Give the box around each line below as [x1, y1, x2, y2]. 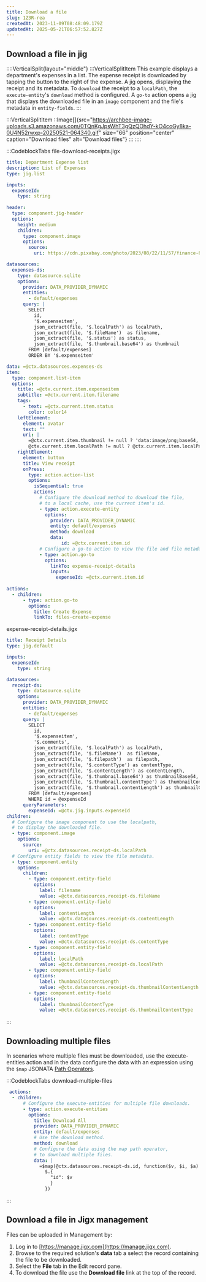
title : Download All [33, 1117, 86, 1124]
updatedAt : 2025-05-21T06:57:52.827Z [6, 26, 103, 32]
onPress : [22, 466, 45, 472]
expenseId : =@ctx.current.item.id [55, 574, 144, 581]
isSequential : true [33, 483, 84, 489]
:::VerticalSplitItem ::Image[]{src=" [6, 116, 93, 123]
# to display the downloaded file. [12, 825, 103, 831]
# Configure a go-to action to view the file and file [39, 546, 183, 552]
